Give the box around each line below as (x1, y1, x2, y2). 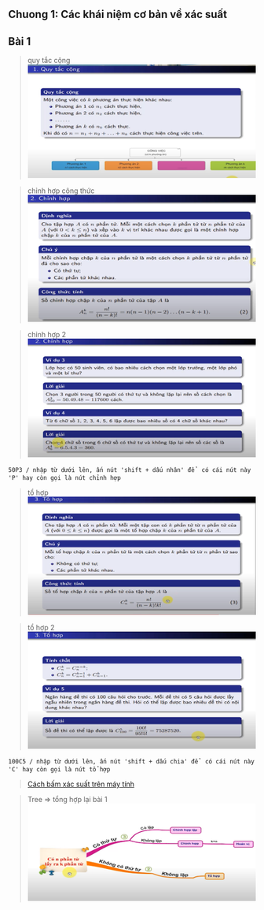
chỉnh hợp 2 (27, 330, 67, 340)
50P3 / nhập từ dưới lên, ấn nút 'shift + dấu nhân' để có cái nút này (8, 466, 251, 474)
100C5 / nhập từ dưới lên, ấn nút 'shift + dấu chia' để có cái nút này (8, 758, 255, 766)
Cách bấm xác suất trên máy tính (27, 779, 135, 789)
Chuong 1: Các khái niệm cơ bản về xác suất (8, 8, 228, 21)
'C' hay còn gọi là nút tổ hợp (8, 766, 111, 774)
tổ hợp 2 (27, 623, 55, 633)
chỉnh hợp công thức (27, 186, 95, 195)
